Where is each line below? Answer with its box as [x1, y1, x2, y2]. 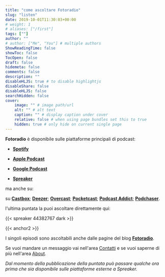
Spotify [12, 145, 29, 152]
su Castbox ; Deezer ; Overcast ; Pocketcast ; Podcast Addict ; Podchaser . [5, 195, 160, 201]
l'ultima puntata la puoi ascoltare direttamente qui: [5, 205, 111, 211]
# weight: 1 [5, 22, 31, 27]
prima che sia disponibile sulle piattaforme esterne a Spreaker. [5, 266, 137, 272]
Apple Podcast [12, 156, 45, 162]
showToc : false [5, 50, 38, 55]
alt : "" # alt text [14, 108, 56, 113]
